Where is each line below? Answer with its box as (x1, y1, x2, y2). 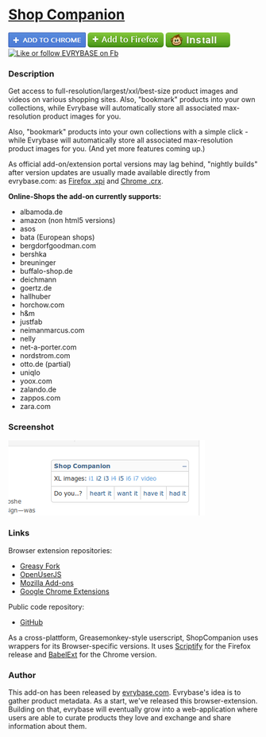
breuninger (19, 258, 56, 267)
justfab (19, 317, 43, 327)
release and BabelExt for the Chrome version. (8, 649, 157, 659)
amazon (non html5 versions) (19, 216, 116, 225)
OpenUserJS (19, 569, 62, 579)
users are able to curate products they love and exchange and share (8, 713, 232, 723)
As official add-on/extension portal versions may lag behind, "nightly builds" (8, 159, 258, 169)
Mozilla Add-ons (19, 578, 74, 587)
